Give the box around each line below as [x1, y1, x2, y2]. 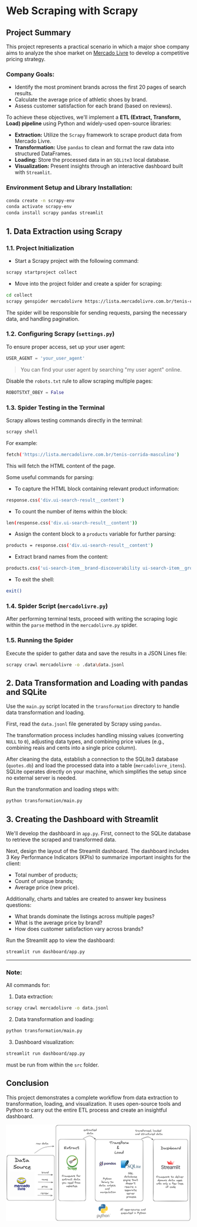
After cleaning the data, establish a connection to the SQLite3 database [6, 755, 179, 763]
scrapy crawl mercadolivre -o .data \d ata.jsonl [6, 661, 125, 668]
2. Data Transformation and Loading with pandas [6, 678, 189, 688]
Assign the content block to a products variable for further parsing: [14, 530, 176, 537]
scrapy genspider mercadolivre [6, 298, 83, 304]
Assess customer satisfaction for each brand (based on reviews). [14, 102, 172, 109]
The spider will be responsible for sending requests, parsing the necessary [6, 309, 187, 316]
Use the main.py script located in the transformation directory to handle [6, 703, 180, 710]
